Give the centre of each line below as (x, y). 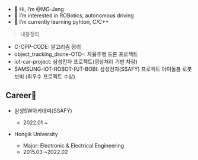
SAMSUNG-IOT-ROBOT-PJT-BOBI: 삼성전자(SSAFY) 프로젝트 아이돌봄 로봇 (103, 69)
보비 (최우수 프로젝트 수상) (44, 76)
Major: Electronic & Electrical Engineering (74, 145)
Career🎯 (21, 95)
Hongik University (36, 134)
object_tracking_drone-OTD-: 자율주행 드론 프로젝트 (76, 54)
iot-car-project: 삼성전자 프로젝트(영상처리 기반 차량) (76, 62)
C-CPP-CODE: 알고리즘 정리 (47, 47)
